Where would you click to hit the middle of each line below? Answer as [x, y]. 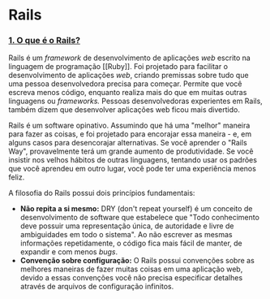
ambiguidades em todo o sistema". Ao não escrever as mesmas [126, 235]
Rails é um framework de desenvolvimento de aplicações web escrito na [130, 58]
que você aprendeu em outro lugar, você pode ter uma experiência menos [133, 169]
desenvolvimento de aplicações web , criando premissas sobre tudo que [129, 76]
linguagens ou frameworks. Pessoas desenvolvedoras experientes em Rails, [136, 101]
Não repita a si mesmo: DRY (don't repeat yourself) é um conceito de [136, 209]
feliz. [17, 177]
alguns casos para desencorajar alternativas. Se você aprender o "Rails [128, 143]
